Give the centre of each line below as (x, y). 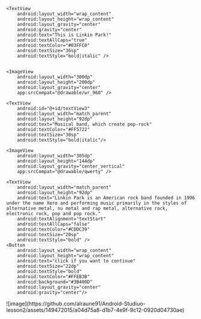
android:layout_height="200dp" (56, 82)
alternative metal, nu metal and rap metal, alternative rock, (87, 208)
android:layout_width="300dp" (55, 77)
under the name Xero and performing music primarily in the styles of (97, 203)
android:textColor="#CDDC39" (54, 229)
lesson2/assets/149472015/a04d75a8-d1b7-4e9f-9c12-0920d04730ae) (95, 310)
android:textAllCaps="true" (52, 40)
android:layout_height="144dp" (56, 161)
